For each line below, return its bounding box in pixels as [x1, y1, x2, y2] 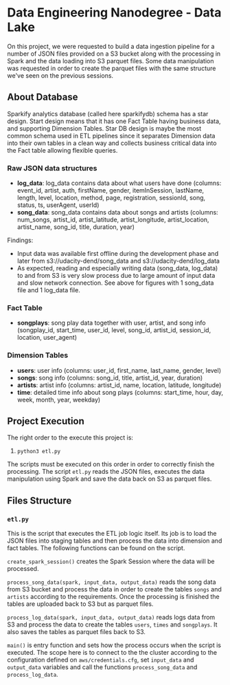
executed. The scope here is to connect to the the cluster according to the [7, 649, 218, 657]
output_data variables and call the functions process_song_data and [7, 663, 198, 671]
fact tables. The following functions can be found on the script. [7, 544, 185, 552]
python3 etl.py [16, 448, 61, 455]
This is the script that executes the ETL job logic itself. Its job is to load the [7, 530, 217, 538]
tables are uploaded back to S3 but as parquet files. [7, 600, 154, 608]
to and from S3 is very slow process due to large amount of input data [16, 272, 216, 280]
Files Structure [7, 494, 72, 506]
